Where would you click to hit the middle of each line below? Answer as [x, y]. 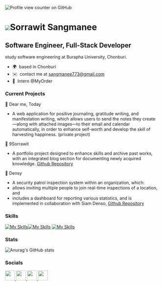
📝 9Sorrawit [17, 144]
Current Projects [25, 94]
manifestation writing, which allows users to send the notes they [77, 119]
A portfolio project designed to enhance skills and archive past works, [82, 153]
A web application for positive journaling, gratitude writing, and [75, 114]
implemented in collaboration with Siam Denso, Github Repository [78, 204]
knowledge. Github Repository [42, 164]
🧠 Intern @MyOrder [32, 81]
